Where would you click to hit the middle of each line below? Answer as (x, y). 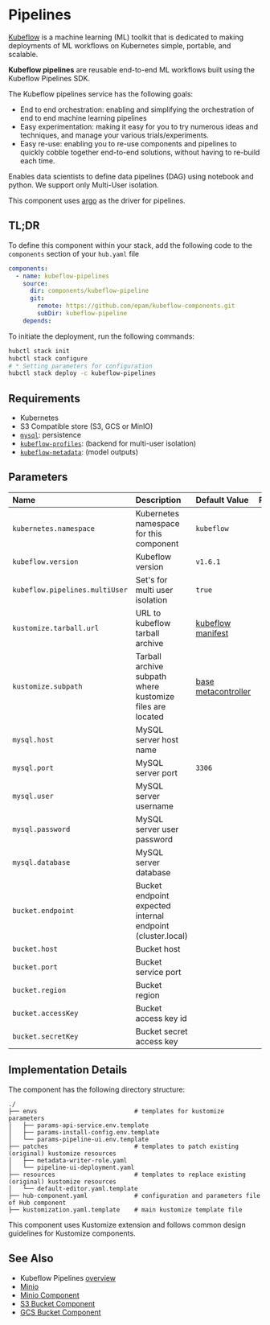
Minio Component (49, 1295)
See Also (31, 1259)
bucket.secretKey (45, 1036)
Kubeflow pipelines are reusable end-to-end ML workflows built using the (132, 69)
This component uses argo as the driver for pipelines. (97, 200)
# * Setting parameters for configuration (80, 366)
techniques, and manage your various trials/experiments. (114, 135)
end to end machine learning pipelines (83, 117)
